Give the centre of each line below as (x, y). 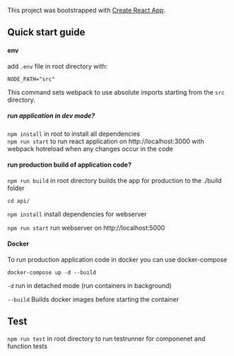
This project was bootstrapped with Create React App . (87, 10)
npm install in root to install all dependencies (74, 133)
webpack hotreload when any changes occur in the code (90, 148)
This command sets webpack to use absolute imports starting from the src (116, 92)
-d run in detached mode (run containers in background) (89, 285)
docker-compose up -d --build (52, 272)
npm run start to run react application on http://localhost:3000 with (106, 141)
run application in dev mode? (51, 116)
